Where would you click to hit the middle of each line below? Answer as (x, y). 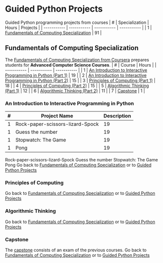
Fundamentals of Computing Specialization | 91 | (53, 33)
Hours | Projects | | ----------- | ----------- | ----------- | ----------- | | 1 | (78, 27)
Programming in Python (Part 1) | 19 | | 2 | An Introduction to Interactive (76, 75)
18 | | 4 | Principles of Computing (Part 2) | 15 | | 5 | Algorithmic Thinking (77, 86)
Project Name (57, 116)
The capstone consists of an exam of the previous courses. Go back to (76, 250)
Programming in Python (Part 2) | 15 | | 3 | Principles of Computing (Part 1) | (80, 80)
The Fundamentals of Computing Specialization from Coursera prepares (77, 60)
